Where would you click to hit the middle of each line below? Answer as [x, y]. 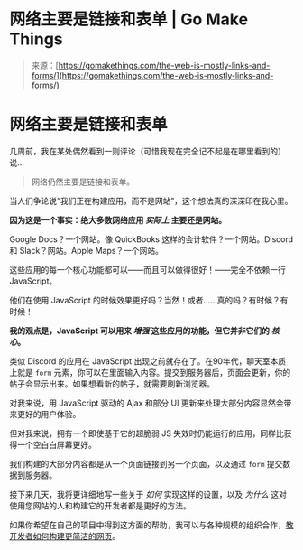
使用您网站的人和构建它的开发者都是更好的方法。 [100, 505]
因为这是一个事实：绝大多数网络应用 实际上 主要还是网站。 [118, 219]
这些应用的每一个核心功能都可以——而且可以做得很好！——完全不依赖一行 [147, 269]
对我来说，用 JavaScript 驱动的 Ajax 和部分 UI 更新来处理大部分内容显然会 [147, 403]
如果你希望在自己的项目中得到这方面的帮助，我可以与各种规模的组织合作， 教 [151, 525]
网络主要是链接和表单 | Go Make [129, 19]
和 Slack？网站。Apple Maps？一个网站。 [87, 250]
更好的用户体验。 [49, 414]
